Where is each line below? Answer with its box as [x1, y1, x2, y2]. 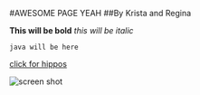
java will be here [9, 43, 79, 52]
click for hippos [9, 59, 68, 69]
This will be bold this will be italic [9, 25, 134, 35]
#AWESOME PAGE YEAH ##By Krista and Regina [9, 8, 192, 18]
